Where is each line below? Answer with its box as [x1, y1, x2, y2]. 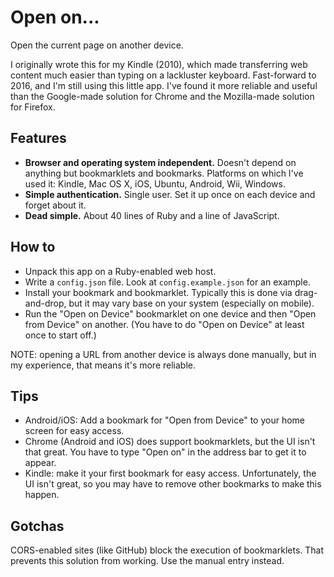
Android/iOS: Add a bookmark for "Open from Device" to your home [24, 414, 305, 426]
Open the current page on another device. [10, 39, 184, 51]
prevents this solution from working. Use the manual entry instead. [10, 555, 285, 567]
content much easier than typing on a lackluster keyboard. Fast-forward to [10, 69, 317, 81]
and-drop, [24, 297, 67, 309]
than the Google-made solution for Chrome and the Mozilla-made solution [10, 90, 315, 102]
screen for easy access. [24, 425, 125, 437]
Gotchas [10, 517, 65, 535]
